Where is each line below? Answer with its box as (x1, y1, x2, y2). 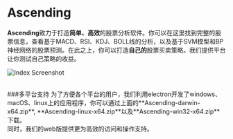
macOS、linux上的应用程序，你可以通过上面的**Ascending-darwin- (7, 98, 200, 106)
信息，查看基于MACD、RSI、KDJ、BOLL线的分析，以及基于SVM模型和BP (12, 37, 224, 46)
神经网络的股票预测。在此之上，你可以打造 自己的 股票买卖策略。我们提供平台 (7, 46, 226, 54)
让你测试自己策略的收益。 (7, 54, 80, 63)
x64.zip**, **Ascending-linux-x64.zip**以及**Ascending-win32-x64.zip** (7, 107, 221, 115)
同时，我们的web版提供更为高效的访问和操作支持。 (7, 124, 153, 133)
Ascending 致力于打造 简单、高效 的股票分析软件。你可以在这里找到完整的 (7, 28, 216, 37)
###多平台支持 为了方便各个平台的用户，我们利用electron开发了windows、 (7, 90, 222, 98)
